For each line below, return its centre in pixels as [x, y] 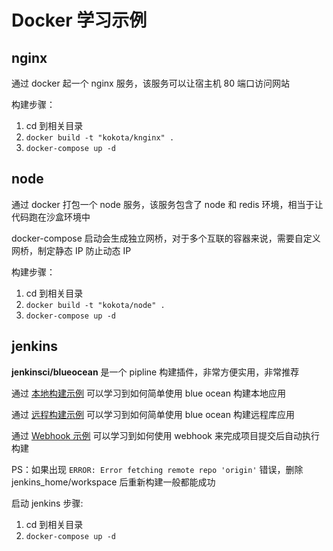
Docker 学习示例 [79, 20]
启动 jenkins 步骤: [47, 503]
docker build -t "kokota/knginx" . [100, 138]
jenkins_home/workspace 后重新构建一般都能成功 [113, 482]
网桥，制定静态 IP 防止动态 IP [71, 250]
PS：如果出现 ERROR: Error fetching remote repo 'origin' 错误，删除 [157, 469]
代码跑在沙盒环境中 [51, 217]
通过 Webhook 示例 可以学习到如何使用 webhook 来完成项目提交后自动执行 [165, 435]
